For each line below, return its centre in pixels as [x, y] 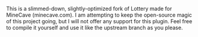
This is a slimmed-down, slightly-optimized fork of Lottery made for [89, 9]
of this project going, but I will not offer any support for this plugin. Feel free [99, 21]
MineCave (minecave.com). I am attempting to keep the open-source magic [99, 15]
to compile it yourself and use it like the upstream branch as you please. [95, 27]
